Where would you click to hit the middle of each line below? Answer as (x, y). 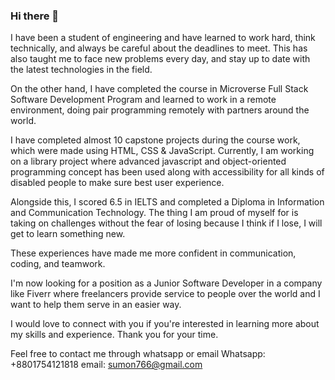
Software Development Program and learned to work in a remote (143, 100)
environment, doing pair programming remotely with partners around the (160, 110)
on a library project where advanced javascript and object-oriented (148, 161)
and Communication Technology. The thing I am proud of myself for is (154, 213)
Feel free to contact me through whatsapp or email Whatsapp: (138, 354)
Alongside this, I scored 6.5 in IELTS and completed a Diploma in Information (167, 202)
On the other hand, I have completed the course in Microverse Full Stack (159, 89)
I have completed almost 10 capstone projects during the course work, (155, 140)
